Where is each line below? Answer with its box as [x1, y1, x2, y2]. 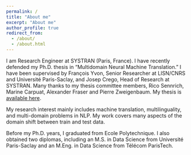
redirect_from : [6, 30, 43, 36]
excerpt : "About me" [6, 19, 57, 25]
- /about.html [11, 42, 46, 47]
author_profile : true [6, 25, 59, 31]
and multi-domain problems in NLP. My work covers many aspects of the [6, 112, 183, 119]
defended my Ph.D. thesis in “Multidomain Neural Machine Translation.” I [6, 63, 182, 70]
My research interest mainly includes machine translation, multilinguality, [6, 106, 182, 113]
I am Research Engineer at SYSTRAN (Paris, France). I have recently [6, 57, 170, 64]
